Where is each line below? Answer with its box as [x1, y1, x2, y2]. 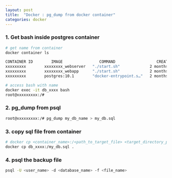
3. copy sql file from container [5, 128, 82, 135]
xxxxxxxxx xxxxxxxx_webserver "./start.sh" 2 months [5, 64, 168, 69]
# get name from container [5, 45, 63, 50]
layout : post [5, 7, 33, 13]
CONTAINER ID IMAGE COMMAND [5, 59, 116, 64]
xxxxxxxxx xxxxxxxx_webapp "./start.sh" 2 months [5, 69, 168, 74]
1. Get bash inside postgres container [5, 34, 100, 41]
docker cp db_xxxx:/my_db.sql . [5, 144, 74, 149]
